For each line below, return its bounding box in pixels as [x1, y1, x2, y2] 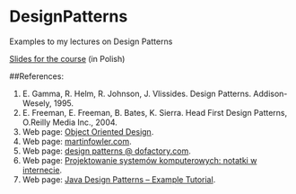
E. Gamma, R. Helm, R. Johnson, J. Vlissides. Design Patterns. [22, 88, 252, 99]
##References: [9, 70, 65, 82]
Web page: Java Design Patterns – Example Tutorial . [22, 173, 216, 185]
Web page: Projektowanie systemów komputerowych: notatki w [22, 154, 257, 165]
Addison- [253, 88, 288, 99]
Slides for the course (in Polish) [9, 53, 126, 64]
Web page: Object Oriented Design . [22, 126, 154, 137]
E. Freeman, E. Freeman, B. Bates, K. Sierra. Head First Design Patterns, [22, 107, 288, 118]
